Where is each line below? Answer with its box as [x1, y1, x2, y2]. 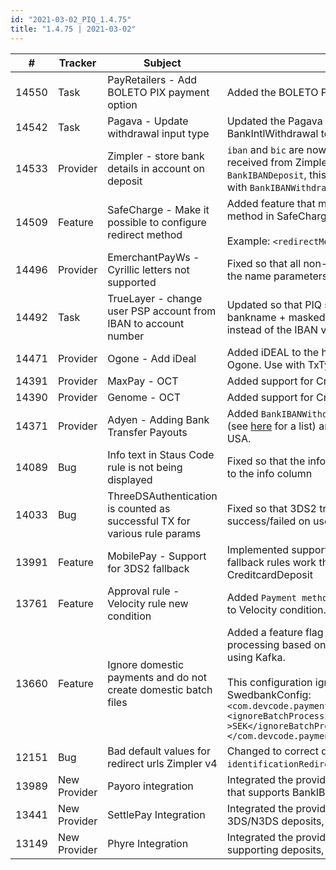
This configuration [226, 675, 313, 689]
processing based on [226, 637, 327, 651]
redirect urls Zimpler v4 [107, 756, 218, 770]
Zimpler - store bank [107, 149, 205, 163]
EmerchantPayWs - [107, 250, 200, 264]
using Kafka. [226, 650, 286, 664]
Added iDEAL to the [226, 345, 320, 359]
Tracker [58, 56, 97, 70]
